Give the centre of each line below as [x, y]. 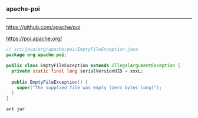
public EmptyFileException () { [50, 82]
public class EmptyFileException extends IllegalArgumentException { [93, 66]
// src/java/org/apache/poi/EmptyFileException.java [72, 50]
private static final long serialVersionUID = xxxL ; [77, 71]
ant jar [16, 109]
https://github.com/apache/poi [43, 27]
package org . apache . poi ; [37, 55]
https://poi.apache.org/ [34, 39]
